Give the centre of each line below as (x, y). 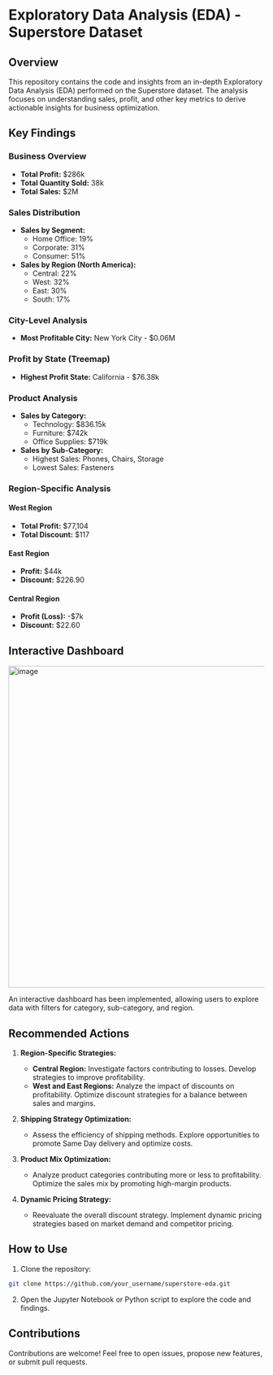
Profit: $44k (41, 572)
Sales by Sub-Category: (62, 450)
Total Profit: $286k (52, 174)
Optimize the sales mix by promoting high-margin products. (132, 1184)
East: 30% (50, 290)
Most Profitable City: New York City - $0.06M (98, 338)
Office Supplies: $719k (70, 442)
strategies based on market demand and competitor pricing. (133, 1224)
